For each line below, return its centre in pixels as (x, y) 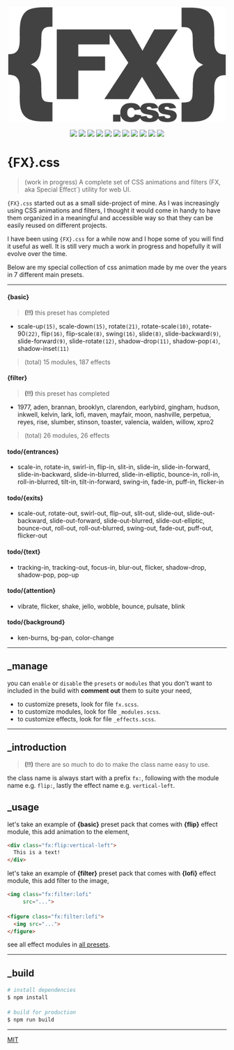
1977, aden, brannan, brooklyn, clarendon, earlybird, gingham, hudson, (119, 407)
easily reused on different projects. (57, 225)
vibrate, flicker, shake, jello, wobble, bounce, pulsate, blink (101, 606)
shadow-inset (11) (43, 348)
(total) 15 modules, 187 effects (67, 362)
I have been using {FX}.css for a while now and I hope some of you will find (116, 238)
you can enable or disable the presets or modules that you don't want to (110, 683)
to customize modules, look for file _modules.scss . (89, 711)
